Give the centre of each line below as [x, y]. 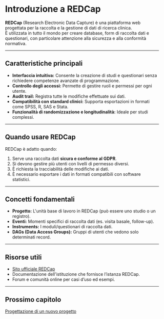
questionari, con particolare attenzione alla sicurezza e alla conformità [76, 38]
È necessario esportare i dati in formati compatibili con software [76, 174]
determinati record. [31, 237]
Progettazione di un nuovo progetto [41, 311]
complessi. [23, 117]
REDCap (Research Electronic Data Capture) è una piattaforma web [73, 23]
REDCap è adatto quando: [31, 149]
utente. [19, 91]
